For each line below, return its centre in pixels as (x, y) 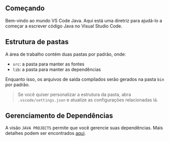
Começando (25, 8)
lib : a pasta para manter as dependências (57, 69)
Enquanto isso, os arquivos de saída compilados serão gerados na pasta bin (85, 79)
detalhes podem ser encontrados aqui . (46, 133)
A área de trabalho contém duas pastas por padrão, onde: (66, 54)
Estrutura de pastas (37, 42)
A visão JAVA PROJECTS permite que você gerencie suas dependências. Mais (84, 128)
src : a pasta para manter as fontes (48, 64)
